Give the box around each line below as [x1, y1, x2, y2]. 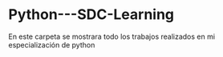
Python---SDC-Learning [8, 6, 175, 24]
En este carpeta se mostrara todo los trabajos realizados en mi [8, 32, 215, 41]
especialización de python [8, 40, 95, 49]
